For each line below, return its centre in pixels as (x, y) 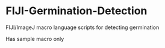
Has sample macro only (35, 39)
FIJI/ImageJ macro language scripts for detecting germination (82, 27)
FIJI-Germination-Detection (76, 11)
